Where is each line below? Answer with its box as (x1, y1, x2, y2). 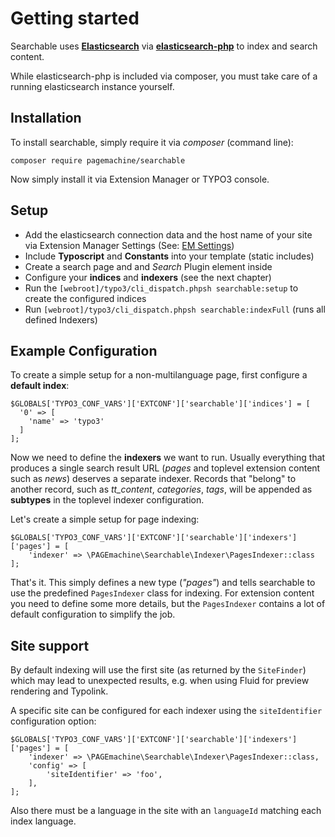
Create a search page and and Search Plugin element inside (24, 260, 273, 272)
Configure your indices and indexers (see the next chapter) (24, 271, 272, 283)
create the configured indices (24, 292, 147, 304)
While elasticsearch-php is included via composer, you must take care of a (10, 70, 318, 82)
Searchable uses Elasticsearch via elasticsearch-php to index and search (10, 40, 318, 52)
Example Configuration (10, 342, 158, 359)
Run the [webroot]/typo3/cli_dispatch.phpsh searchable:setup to (24, 282, 299, 294)
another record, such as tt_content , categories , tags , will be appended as (10, 483, 313, 496)
